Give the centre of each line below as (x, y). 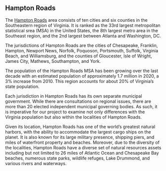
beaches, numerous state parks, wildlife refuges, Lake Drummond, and (78, 158)
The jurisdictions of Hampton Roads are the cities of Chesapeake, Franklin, (82, 45)
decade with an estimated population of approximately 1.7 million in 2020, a (82, 76)
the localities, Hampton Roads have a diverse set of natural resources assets (83, 147)
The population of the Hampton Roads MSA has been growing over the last (82, 71)
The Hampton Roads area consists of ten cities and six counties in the (76, 20)
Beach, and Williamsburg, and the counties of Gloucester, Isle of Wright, (79, 56)
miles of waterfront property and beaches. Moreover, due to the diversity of (83, 142)
